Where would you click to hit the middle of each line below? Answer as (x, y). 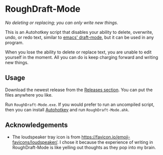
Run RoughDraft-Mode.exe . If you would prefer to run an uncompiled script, (80, 104)
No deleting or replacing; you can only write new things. (62, 23)
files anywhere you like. (29, 95)
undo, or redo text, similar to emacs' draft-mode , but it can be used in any (80, 37)
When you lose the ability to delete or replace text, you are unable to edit (78, 52)
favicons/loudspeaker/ (35, 142)
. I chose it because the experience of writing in (105, 142)
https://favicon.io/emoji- (106, 137)
